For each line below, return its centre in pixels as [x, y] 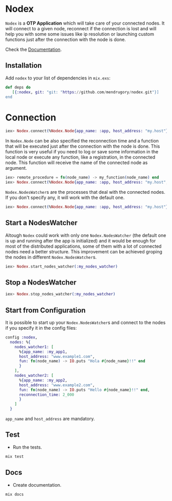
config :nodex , [21, 337]
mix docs [15, 494]
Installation [24, 65]
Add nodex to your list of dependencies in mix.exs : [58, 78]
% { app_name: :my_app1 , [43, 352]
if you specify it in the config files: [41, 328]
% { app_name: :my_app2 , [43, 380]
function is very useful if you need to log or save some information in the [82, 152]
